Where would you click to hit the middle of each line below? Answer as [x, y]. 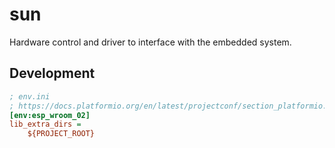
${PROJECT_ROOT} [61, 134]
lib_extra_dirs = [45, 124]
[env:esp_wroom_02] [50, 115]
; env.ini [30, 96]
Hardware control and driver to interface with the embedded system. [150, 42]
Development [52, 73]
